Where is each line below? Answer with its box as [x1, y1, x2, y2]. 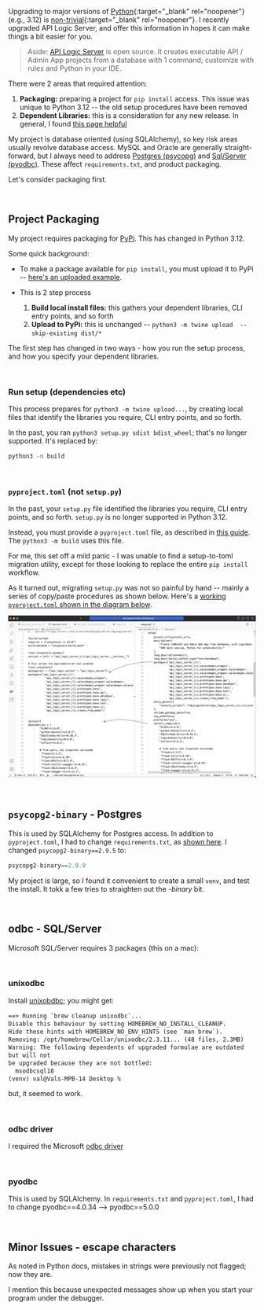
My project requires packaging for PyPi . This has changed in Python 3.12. [8, 234, 245, 243]
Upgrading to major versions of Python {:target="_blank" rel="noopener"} [8, 7, 245, 16]
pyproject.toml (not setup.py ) [8, 486, 122, 497]
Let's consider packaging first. [8, 175, 108, 184]
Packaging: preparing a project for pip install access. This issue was [19, 94, 250, 103]
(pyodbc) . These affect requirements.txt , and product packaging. [8, 160, 222, 168]
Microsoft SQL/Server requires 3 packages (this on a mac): [8, 943, 199, 952]
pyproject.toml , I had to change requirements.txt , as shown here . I [8, 837, 227, 846]
